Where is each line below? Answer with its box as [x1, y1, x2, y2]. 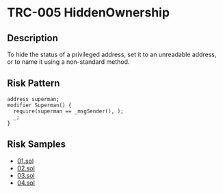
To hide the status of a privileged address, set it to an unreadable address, [7, 50, 217, 58]
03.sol [16, 171, 36, 179]
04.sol [16, 179, 36, 187]
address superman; [7, 95, 60, 102]
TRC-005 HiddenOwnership [7, 5, 170, 21]
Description [7, 32, 58, 44]
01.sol [16, 157, 34, 165]
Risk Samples [7, 139, 66, 150]
